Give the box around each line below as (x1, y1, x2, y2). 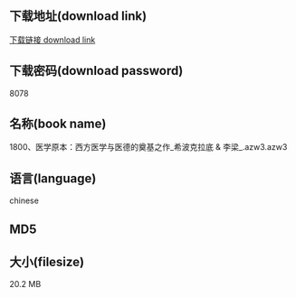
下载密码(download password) (9, 63, 184, 79)
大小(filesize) (9, 255, 84, 270)
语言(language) (9, 171, 97, 186)
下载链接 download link (9, 34, 96, 45)
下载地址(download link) (9, 8, 148, 24)
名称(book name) (9, 116, 107, 132)
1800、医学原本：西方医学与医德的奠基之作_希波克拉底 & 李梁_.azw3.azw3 (9, 142, 288, 153)
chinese (9, 195, 39, 206)
